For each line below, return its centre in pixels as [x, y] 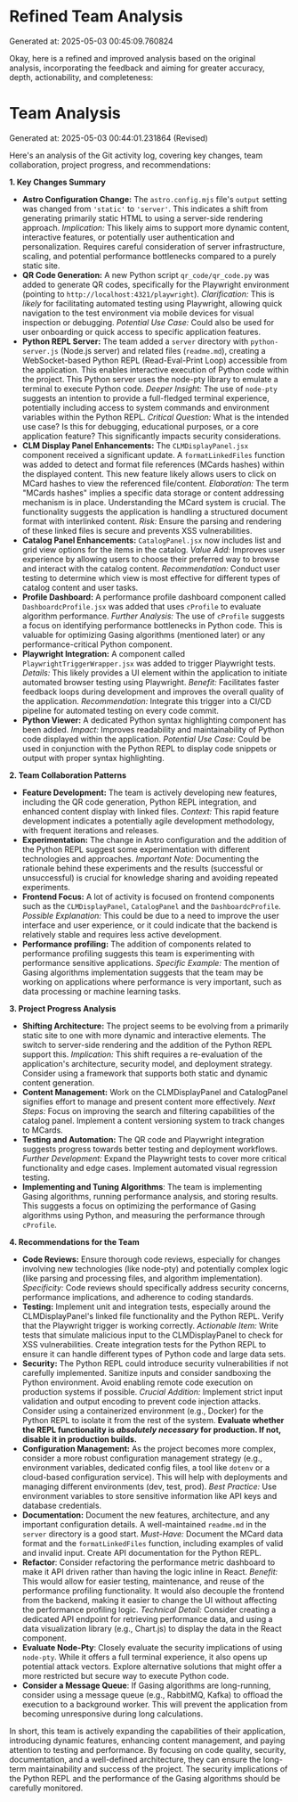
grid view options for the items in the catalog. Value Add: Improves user [153, 549]
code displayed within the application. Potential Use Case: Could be [146, 739]
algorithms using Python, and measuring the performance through [143, 1215]
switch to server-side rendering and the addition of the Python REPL [147, 1044]
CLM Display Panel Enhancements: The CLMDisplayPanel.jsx [135, 445]
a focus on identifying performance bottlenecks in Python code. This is [152, 625]
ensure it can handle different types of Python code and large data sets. [154, 1354]
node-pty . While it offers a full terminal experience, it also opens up [145, 1657]
